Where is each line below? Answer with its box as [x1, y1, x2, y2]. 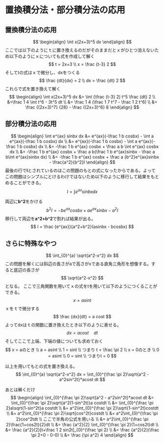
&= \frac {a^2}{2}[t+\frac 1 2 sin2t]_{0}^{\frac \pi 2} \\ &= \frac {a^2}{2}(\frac [5, 427, 160, 433]
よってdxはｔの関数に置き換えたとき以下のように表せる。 [5, 322, 121, 328]
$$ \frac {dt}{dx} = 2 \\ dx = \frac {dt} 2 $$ [39, 78, 126, 83]
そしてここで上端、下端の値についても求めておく [5, 338, 104, 344]
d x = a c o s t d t [67, 330, 98, 335]
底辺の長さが [13, 267, 40, 273]
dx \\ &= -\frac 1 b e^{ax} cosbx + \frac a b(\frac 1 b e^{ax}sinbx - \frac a [9, 148, 155, 155]
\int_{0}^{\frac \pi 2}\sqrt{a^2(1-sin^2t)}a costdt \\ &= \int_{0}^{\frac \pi [11, 400, 154, 406]
